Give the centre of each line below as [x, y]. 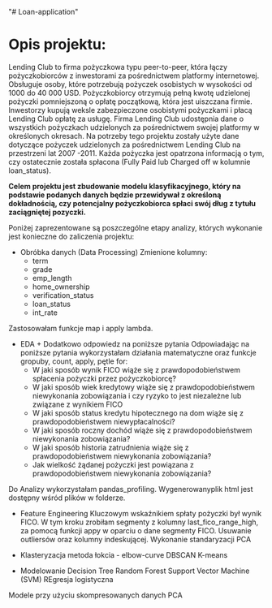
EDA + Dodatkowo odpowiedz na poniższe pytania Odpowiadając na [135, 343]
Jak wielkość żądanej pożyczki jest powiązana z [113, 464]
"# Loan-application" [43, 12]
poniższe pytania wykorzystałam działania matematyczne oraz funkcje [138, 352]
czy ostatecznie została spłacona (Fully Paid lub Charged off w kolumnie [130, 162]
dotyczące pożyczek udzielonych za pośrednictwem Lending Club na [125, 144]
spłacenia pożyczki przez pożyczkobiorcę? [104, 378]
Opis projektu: [58, 45]
